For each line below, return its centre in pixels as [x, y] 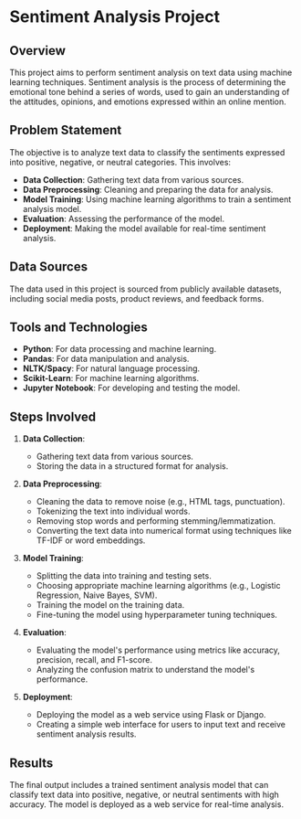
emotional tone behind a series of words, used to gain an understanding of [150, 92]
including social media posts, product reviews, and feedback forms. [137, 298]
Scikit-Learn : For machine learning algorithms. [110, 378]
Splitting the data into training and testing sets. [124, 576]
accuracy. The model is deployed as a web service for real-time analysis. [147, 804]
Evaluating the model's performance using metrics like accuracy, [158, 650]
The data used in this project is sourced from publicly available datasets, [146, 289]
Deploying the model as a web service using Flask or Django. [151, 715]
